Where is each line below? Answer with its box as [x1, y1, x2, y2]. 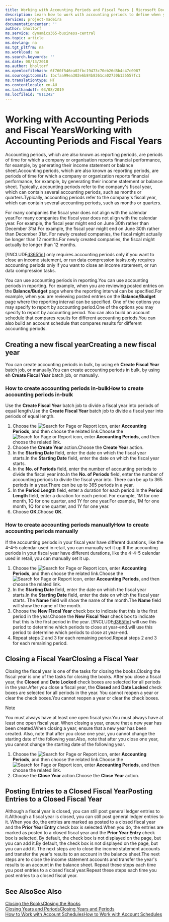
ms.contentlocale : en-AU [5, 82, 57, 87]
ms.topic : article [5, 36, 44, 41]
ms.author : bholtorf [5, 64, 49, 69]
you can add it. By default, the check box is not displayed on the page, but [5, 840, 158, 846]
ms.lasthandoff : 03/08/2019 [5, 87, 64, 92]
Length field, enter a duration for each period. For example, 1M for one [12, 493, 159, 499]
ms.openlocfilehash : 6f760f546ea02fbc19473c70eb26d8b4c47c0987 [5, 69, 141, 74]
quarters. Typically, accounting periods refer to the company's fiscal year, [5, 195, 157, 201]
